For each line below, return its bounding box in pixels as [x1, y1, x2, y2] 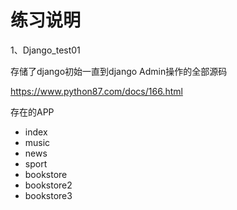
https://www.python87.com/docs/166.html [10, 85, 183, 97]
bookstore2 [24, 179, 73, 191]
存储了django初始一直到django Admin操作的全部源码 [10, 65, 228, 77]
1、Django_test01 [10, 44, 81, 56]
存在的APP [10, 106, 55, 118]
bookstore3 [24, 189, 73, 201]
